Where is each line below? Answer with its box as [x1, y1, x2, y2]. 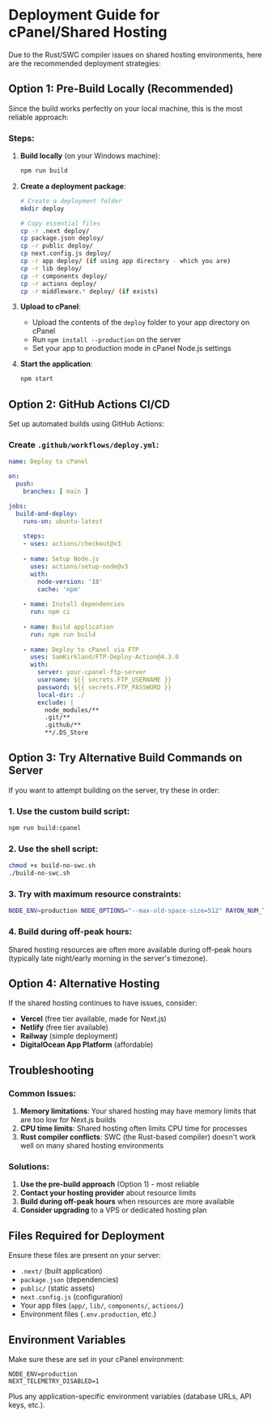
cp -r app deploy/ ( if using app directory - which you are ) [19, 257, 232, 266]
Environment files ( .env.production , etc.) [19, 1309, 157, 1319]
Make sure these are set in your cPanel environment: [8, 1354, 185, 1364]
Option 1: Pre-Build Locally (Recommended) [8, 82, 234, 96]
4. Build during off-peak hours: [8, 926, 132, 937]
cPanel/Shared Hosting [8, 23, 168, 41]
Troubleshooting [8, 1063, 95, 1077]
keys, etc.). [8, 1399, 46, 1410]
